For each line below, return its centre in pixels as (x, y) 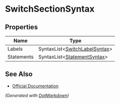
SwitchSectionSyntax (50, 9)
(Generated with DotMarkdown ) (37, 95)
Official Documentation (35, 86)
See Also (19, 74)
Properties (21, 27)
